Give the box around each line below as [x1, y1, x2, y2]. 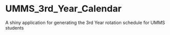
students [5, 24, 24, 30]
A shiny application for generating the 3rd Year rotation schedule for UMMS [5, 19, 165, 25]
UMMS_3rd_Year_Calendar [5, 3, 122, 14]
